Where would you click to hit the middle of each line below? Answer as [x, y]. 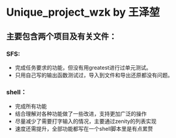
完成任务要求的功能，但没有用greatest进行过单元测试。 [83, 67]
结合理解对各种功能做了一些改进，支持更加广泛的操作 [81, 114]
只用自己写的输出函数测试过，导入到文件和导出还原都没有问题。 [94, 75]
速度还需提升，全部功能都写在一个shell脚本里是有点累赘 [84, 129]
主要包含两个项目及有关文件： [62, 36]
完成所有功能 [31, 106]
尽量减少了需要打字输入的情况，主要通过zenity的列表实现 [86, 121]
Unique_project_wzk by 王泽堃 [83, 12]
